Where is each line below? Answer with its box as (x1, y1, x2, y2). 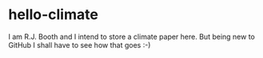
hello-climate (8, 6, 98, 24)
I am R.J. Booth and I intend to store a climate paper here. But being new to (8, 32, 256, 41)
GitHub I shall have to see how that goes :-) (8, 40, 151, 49)
